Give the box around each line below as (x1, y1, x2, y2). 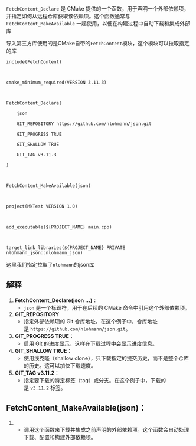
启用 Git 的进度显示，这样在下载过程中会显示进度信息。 (23, 340, 158, 347)
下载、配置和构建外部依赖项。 (23, 433, 96, 441)
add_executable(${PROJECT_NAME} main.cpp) (6, 224, 112, 230)
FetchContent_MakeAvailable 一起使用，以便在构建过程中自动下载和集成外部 (6, 20, 191, 27)
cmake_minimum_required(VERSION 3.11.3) (6, 80, 107, 86)
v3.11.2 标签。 (30, 384, 66, 391)
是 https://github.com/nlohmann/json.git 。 (23, 325, 131, 332)
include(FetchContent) (6, 59, 62, 65)
